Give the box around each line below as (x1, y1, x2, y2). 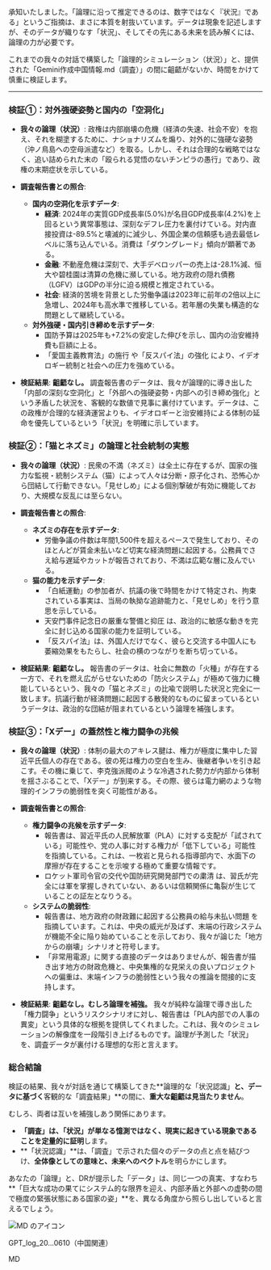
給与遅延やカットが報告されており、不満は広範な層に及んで (51, 555, 248, 565)
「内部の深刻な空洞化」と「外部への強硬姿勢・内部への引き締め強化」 (19, 388, 254, 397)
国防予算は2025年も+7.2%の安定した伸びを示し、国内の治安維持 (44, 330, 260, 340)
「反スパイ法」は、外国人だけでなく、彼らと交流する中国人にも (44, 636, 256, 646)
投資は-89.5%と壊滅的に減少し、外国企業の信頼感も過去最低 (51, 229, 253, 239)
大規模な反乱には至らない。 (34, 490, 127, 500)
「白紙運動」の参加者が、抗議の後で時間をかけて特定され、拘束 (44, 585, 256, 595)
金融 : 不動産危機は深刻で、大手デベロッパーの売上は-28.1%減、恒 (44, 259, 262, 269)
